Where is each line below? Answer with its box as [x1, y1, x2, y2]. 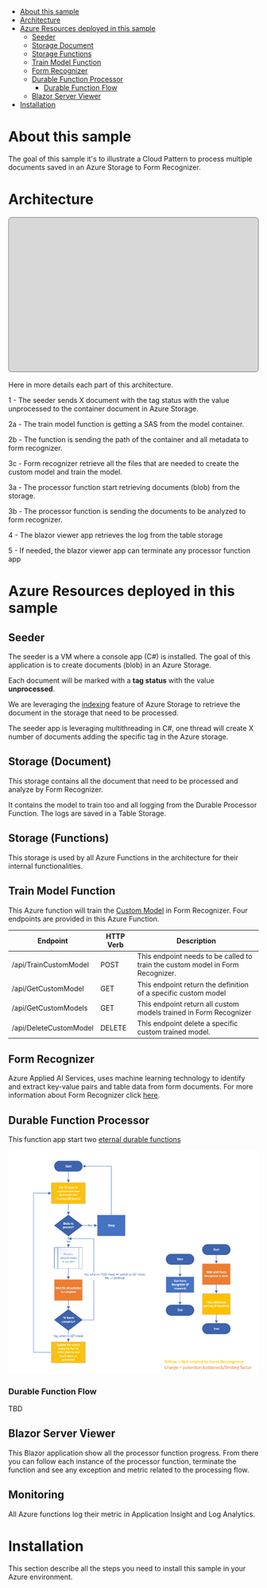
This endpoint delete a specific [137, 1019, 238, 1028]
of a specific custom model [137, 988, 226, 998]
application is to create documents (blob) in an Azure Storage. [8, 660, 212, 670]
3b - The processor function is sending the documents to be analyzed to [8, 507, 246, 516]
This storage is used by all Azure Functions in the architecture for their [8, 852, 238, 862]
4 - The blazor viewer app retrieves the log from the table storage [8, 530, 223, 540]
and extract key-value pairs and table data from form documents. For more [8, 1082, 253, 1092]
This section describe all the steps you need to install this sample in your [8, 1563, 246, 1573]
